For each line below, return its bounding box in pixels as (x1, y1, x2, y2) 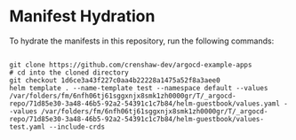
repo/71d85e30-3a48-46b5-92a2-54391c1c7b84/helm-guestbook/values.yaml (9, 99, 280, 108)
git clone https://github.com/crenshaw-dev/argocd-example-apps (9, 60, 252, 69)
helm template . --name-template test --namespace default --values (9, 83, 268, 92)
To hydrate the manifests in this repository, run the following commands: (9, 35, 275, 46)
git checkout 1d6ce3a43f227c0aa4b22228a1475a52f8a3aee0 (9, 75, 220, 85)
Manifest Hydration (9, 6, 156, 27)
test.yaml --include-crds (9, 122, 105, 131)
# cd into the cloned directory (9, 68, 129, 77)
